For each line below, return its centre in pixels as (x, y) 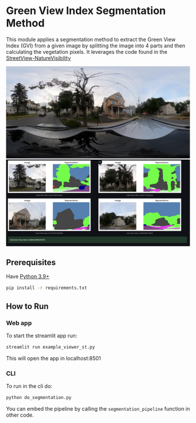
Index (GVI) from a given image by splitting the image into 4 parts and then (96, 46)
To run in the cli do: (29, 386)
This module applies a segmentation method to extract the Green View (91, 39)
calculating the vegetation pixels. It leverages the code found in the (87, 51)
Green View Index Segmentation (86, 11)
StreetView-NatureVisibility (38, 58)
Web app (19, 323)
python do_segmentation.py (39, 398)
